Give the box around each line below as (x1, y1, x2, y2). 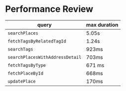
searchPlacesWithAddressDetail (7, 54, 82, 60)
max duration (86, 21, 119, 28)
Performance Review (5, 3, 93, 15)
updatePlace (7, 78, 36, 84)
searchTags (7, 46, 33, 52)
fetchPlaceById (7, 70, 44, 76)
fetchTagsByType (7, 62, 46, 68)
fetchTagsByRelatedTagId (7, 38, 66, 44)
